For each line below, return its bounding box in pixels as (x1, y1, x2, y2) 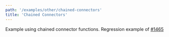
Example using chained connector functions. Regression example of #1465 (5, 26, 164, 32)
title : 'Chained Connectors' (5, 12, 68, 17)
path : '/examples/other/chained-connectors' (5, 7, 102, 13)
